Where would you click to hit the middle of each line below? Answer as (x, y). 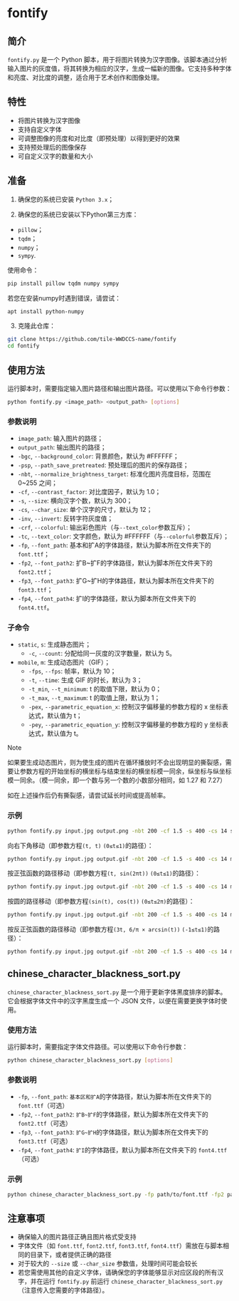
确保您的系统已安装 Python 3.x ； (66, 199)
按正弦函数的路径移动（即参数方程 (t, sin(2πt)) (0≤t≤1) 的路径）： (104, 873)
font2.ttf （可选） (45, 1124)
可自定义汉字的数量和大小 (55, 156)
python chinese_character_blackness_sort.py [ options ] (90, 1060)
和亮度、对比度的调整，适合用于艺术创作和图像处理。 (85, 77)
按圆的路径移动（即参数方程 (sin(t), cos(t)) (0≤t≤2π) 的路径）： (101, 902)
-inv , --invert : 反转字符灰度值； (65, 518)
